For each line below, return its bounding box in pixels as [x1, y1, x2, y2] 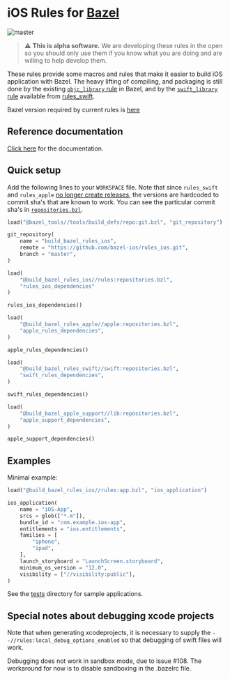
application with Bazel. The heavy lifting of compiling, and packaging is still [7, 77, 223, 85]
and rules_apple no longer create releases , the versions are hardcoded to [7, 190, 220, 199]
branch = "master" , [20, 251, 77, 258]
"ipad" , [32, 545, 54, 552]
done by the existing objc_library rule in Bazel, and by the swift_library [7, 84, 218, 93]
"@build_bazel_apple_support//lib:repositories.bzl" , [20, 410, 179, 417]
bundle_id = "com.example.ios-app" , [20, 519, 127, 526]
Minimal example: [7, 473, 58, 482]
